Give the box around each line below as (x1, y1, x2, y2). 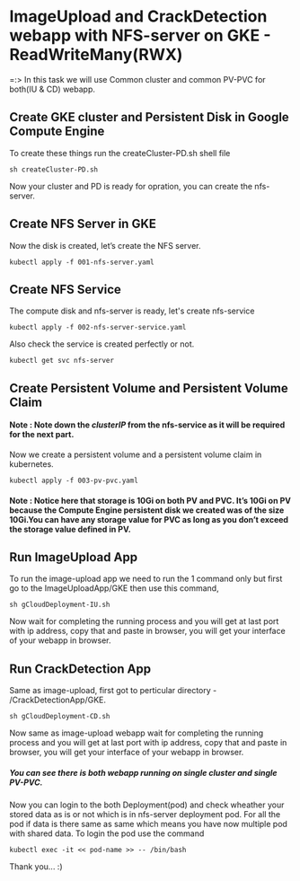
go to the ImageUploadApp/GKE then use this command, (9, 583, 219, 594)
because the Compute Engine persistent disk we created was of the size (9, 505, 285, 515)
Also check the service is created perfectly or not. (9, 339, 195, 349)
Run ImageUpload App (9, 550, 137, 565)
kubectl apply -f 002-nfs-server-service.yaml (9, 323, 187, 332)
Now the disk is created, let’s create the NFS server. (9, 240, 201, 251)
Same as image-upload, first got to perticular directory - (9, 685, 217, 696)
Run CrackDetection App (9, 661, 151, 676)
